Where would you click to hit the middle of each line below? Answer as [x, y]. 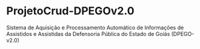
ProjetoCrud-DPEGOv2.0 [70, 11]
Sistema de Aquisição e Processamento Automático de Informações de [95, 27]
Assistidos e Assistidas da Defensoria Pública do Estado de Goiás [88, 33]
